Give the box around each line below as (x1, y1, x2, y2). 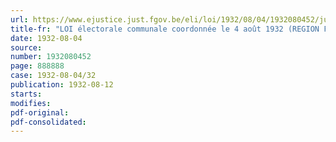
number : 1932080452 (10, 52, 92, 62)
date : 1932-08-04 (10, 33, 83, 43)
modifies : (10, 98, 52, 108)
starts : (10, 89, 43, 99)
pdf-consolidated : (10, 117, 87, 127)
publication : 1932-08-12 (10, 80, 114, 90)
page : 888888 (10, 61, 65, 71)
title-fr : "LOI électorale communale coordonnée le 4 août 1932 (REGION (10, 24, 320, 34)
